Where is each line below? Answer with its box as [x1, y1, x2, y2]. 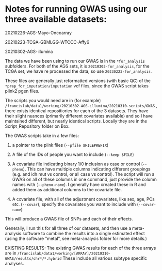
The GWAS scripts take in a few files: [5, 133, 79, 138]
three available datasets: [5, 14, 107, 25]
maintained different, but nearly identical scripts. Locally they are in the [5, 118, 147, 124]
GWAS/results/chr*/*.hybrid [5, 256, 62, 261]
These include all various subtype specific [63, 255, 147, 261]
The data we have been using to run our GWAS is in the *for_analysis [5, 58, 145, 64]
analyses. [5, 260, 24, 266]
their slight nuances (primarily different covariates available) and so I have [5, 113, 153, 119]
